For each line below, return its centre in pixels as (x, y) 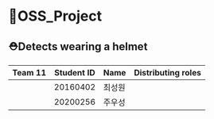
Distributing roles (167, 73)
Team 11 (29, 73)
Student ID (75, 73)
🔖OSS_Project (55, 16)
